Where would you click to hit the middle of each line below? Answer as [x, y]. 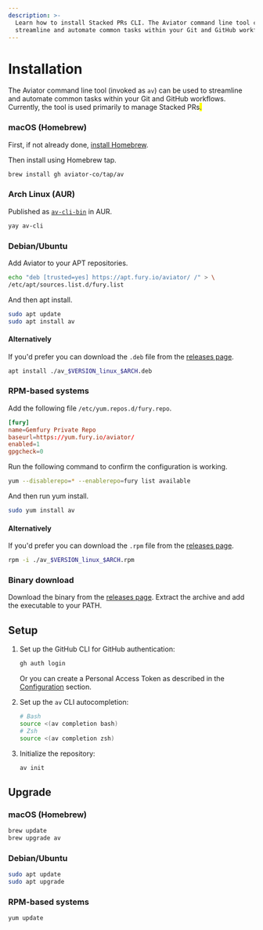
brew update [27, 831]
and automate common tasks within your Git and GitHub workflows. [117, 99]
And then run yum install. [49, 496]
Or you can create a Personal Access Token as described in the [122, 679]
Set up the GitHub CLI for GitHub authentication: [97, 649]
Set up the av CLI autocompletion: [74, 702]
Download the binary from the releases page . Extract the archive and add [126, 597]
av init [32, 768]
